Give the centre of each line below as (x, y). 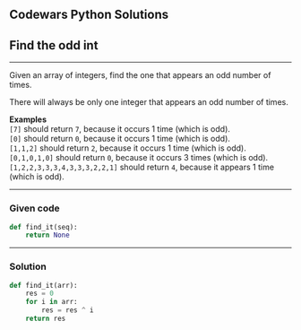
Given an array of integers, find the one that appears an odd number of (140, 75)
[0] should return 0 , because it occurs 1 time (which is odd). (120, 139)
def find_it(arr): (43, 285)
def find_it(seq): (43, 227)
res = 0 (39, 294)
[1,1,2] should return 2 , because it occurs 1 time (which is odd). (128, 148)
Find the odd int (54, 45)
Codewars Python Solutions (89, 15)
